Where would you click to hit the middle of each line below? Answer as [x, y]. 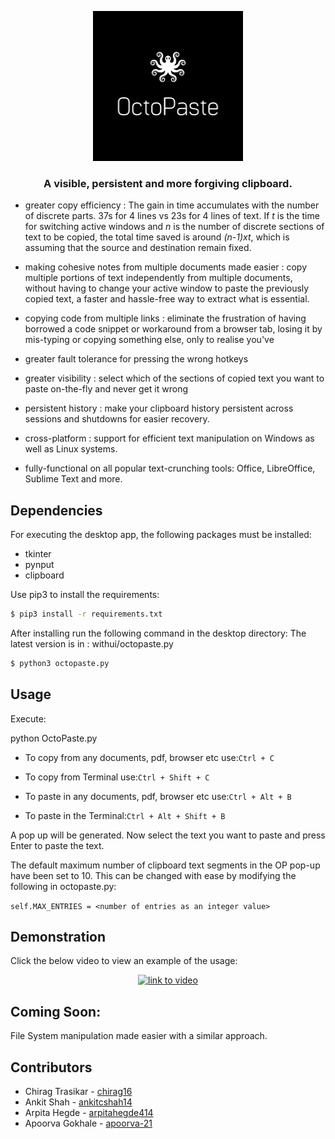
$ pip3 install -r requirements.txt [86, 614]
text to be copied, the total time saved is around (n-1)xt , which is [157, 237]
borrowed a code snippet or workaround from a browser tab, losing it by [173, 329]
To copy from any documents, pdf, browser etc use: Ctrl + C [149, 757]
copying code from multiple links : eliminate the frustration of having [165, 318]
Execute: [28, 718]
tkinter [38, 554]
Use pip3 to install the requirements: [85, 595]
